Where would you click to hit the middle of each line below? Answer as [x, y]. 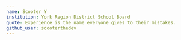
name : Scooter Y [26, 11]
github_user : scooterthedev [41, 28]
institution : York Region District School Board [68, 17]
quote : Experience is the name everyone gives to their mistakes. [91, 22]
